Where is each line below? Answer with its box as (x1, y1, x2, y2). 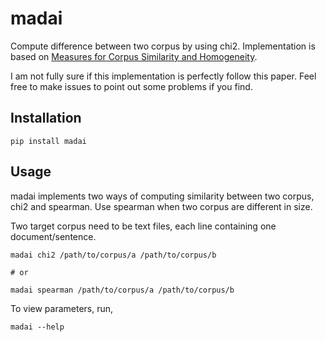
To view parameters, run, (10, 302, 114, 314)
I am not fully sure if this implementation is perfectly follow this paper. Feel (10, 70, 317, 82)
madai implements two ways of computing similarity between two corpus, (10, 190, 315, 202)
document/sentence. (10, 230, 97, 242)
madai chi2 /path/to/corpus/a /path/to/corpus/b (10, 250, 217, 260)
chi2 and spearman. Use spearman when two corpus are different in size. (10, 200, 313, 212)
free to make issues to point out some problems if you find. (10, 80, 253, 92)
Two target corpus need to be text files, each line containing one (10, 220, 277, 232)
